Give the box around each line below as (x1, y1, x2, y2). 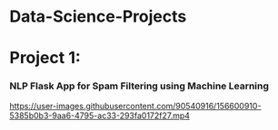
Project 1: (9, 48, 82, 69)
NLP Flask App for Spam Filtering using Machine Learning (9, 79, 270, 92)
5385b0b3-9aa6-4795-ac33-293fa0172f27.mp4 (9, 110, 191, 121)
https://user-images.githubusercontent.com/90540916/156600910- (9, 100, 262, 111)
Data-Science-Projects (9, 6, 187, 27)
